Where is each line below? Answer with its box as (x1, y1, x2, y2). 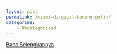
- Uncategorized (16, 25, 57, 31)
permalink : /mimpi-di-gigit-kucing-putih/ (6, 14, 111, 20)
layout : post (6, 8, 38, 15)
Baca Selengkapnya (6, 41, 54, 48)
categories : (6, 19, 35, 25)
